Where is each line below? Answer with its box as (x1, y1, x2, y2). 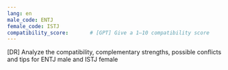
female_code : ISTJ (7, 23, 60, 30)
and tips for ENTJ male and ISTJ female (7, 56, 118, 64)
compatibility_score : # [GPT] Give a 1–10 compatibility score (7, 29, 210, 36)
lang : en (7, 10, 32, 17)
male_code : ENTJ (7, 16, 53, 23)
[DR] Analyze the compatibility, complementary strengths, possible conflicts (7, 48, 222, 56)
